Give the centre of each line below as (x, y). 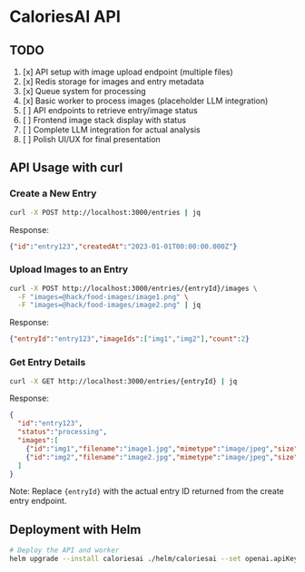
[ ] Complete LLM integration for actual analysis (112, 130)
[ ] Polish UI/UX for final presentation (91, 139)
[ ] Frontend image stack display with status (104, 120)
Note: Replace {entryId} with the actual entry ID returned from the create (147, 491)
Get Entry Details (48, 363)
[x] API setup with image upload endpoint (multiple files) (128, 72)
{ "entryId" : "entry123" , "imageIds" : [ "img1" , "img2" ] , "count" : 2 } (129, 339)
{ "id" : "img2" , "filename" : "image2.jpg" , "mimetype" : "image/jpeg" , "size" (162, 457)
